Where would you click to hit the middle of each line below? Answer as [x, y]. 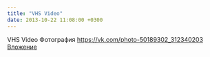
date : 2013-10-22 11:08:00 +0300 [55, 20]
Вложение [22, 47]
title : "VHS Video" [35, 13]
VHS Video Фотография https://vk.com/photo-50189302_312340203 [105, 39]
